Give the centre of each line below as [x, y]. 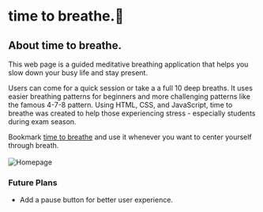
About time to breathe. [65, 45]
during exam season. [42, 121]
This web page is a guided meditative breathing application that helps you [128, 64]
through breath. [34, 145]
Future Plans [33, 183]
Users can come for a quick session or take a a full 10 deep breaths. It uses [130, 88]
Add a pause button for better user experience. [96, 200]
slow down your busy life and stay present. [78, 73]
